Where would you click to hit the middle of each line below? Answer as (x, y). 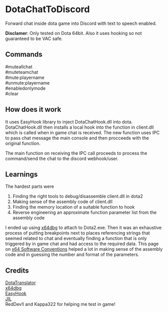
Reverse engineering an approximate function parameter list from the (85, 212)
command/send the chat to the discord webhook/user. (62, 159)
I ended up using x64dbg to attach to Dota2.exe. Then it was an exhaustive (83, 228)
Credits (17, 270)
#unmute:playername (28, 83)
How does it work (33, 110)
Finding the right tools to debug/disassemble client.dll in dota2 (78, 197)
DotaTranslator (21, 283)
